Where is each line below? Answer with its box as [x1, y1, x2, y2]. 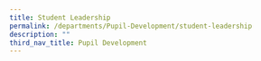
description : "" [9, 30, 70, 39]
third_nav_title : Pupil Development [9, 38, 147, 48]
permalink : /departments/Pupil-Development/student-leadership [9, 22, 253, 30]
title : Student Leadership [9, 13, 111, 22]
